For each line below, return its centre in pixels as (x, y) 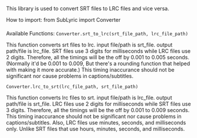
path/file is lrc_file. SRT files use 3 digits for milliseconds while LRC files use (98, 51)
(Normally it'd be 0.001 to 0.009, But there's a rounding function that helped (98, 63)
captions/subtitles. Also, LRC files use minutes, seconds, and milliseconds (96, 122)
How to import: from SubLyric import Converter (63, 20)
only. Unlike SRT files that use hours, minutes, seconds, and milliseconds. (96, 129)
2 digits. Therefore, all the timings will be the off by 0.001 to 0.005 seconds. (98, 57)
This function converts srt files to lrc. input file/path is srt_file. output (89, 45)
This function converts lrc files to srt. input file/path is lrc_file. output (89, 97)
